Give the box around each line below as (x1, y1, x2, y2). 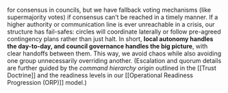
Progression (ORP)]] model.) (7, 79, 87, 86)
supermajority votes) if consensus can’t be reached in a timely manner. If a (7, 13, 218, 21)
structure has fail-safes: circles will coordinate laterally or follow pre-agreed (7, 27, 221, 36)
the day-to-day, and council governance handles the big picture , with (7, 42, 208, 50)
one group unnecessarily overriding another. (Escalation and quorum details (7, 57, 222, 64)
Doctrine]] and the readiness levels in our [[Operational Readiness (7, 71, 194, 79)
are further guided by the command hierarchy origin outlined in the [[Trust (7, 64, 217, 72)
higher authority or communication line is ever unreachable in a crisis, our (7, 21, 215, 28)
